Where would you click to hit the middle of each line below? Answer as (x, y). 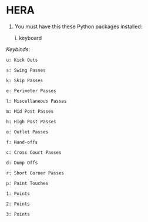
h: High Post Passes (31, 122)
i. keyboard (28, 38)
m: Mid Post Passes (30, 111)
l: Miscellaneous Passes (36, 101)
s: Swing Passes (26, 70)
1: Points (18, 194)
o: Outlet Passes (27, 132)
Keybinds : (18, 49)
